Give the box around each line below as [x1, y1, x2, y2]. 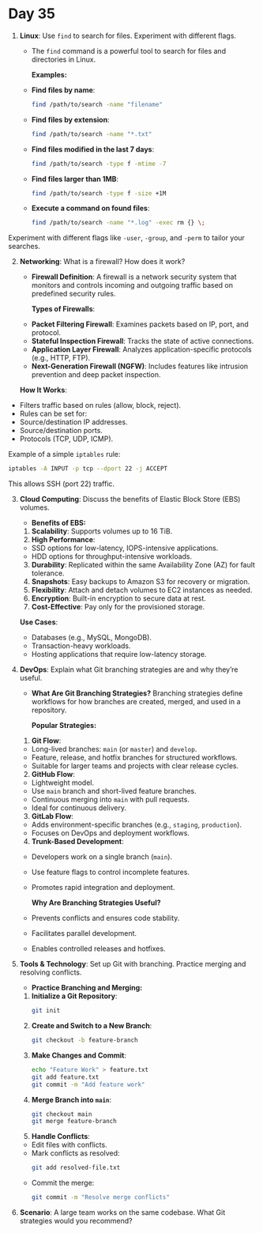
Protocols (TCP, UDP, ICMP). [19, 434, 114, 443]
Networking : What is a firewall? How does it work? [19, 257, 186, 266]
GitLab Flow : [31, 812, 73, 821]
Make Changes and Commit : [31, 1050, 126, 1060]
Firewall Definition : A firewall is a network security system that [31, 272, 237, 281]
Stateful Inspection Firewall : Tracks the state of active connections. [31, 337, 254, 346]
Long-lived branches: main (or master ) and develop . [31, 745, 197, 754]
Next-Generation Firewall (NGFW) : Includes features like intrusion [31, 361, 249, 371]
